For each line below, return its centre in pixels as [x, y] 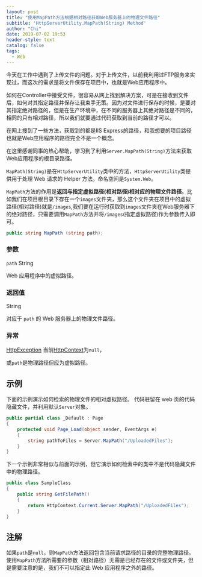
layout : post [23, 12]
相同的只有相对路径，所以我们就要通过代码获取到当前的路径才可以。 [90, 118]
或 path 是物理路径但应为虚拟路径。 [49, 363]
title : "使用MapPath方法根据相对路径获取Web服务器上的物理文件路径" [83, 17]
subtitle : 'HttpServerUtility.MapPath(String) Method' [76, 23]
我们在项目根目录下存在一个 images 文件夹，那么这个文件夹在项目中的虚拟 [101, 199]
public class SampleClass [38, 483]
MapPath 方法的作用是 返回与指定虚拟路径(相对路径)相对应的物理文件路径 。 [97, 191]
